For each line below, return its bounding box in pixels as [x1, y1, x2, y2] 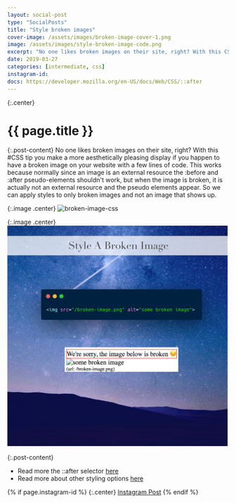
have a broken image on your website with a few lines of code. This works [7, 161, 222, 169]
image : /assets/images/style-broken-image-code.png [7, 41, 162, 48]
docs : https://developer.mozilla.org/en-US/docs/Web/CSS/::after [7, 78, 202, 85]
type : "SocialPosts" [7, 18, 68, 26]
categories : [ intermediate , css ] [7, 63, 105, 70]
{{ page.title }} [7, 123, 94, 138]
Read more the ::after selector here [17, 466, 119, 475]
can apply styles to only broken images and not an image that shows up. [7, 190, 217, 200]
